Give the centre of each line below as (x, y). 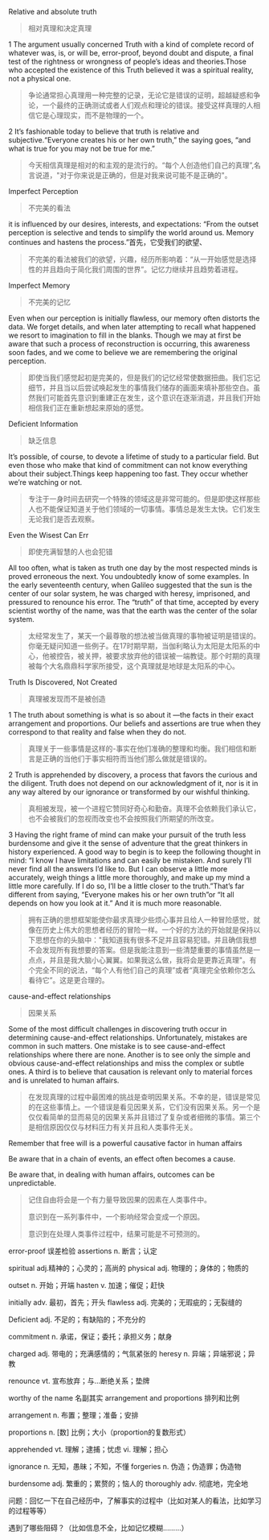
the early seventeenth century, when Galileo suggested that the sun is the (130, 585)
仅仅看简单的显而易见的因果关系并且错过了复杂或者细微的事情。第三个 (144, 1117)
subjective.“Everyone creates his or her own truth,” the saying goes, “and (130, 140)
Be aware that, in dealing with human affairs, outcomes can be (112, 1174)
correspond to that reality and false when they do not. (98, 732)
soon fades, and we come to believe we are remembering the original (123, 352)
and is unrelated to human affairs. (64, 1080)
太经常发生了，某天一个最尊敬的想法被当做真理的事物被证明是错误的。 (144, 636)
